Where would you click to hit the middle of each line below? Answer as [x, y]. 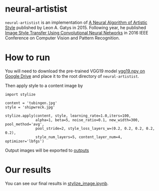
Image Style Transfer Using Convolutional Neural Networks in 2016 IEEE [77, 33]
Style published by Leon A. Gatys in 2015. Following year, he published [76, 27]
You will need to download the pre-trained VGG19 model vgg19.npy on [75, 71]
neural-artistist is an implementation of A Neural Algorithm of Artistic [76, 22]
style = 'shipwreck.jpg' [30, 107]
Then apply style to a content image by [44, 86]
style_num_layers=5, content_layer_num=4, [79, 137]
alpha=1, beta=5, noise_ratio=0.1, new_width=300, [87, 120]
